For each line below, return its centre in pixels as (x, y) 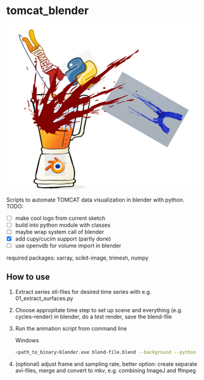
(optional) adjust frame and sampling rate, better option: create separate (106, 364)
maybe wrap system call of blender (60, 232)
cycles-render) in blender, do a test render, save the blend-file (93, 316)
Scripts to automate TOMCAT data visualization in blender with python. (96, 200)
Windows (27, 340)
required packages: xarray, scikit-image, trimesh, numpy (77, 258)
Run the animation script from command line (71, 328)
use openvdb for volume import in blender (68, 246)
